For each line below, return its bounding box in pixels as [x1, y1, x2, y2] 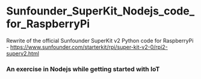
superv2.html [6, 49, 39, 57]
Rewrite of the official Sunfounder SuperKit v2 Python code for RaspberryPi [6, 37, 194, 44]
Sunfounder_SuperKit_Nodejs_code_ [6, 4, 194, 18]
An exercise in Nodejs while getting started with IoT [6, 65, 160, 73]
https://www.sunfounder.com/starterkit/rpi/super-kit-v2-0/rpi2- [10, 43, 169, 51]
